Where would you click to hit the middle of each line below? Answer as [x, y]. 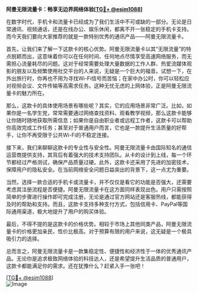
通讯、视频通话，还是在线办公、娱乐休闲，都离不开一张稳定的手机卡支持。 [101, 29]
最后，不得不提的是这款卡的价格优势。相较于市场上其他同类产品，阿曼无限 [96, 224]
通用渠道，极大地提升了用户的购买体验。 [60, 212]
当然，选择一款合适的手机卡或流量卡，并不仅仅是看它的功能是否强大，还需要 [99, 182]
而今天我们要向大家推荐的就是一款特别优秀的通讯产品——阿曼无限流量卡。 [96, 36]
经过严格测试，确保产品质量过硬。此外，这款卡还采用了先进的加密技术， [104, 162]
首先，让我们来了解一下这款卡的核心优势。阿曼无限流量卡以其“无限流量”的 [96, 49]
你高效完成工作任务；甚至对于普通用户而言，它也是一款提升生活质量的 [91, 128]
